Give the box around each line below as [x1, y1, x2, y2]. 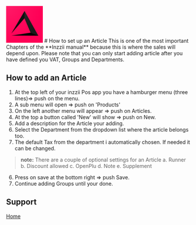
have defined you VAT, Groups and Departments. [6, 56, 124, 63]
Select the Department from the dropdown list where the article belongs [14, 126, 189, 133]
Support [6, 197, 37, 207]
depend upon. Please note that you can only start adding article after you [6, 50, 183, 56]
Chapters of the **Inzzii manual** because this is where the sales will [6, 43, 176, 51]
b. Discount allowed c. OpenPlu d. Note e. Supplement [20, 162, 152, 169]
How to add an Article [6, 73, 87, 83]
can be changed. [14, 145, 56, 152]
